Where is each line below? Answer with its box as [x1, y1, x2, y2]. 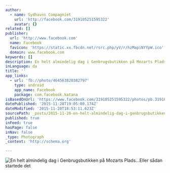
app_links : [5, 73, 28, 78]
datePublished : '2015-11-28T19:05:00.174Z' [5, 102, 99, 107]
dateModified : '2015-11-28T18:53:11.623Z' [5, 106, 96, 111]
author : [5, 7, 22, 13]
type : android [14, 82, 44, 88]
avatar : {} [14, 21, 37, 27]
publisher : [5, 31, 28, 36]
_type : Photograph [5, 135, 44, 140]
